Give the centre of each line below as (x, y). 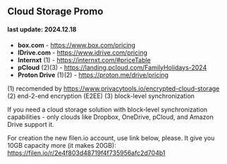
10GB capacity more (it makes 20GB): (62, 145)
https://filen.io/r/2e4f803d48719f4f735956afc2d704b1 (86, 153)
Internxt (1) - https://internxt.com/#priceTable (84, 60)
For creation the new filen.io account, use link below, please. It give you (111, 138)
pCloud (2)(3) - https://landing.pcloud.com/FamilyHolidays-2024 (112, 67)
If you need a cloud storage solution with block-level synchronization (108, 109)
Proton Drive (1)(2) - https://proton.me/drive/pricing (93, 75)
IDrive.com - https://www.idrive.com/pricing (82, 53)
